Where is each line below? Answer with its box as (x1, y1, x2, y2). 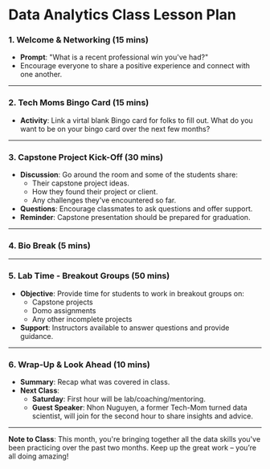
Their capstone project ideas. (31, 178, 130, 188)
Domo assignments (31, 305, 96, 315)
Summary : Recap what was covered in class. (19, 377, 170, 386)
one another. (19, 70, 63, 80)
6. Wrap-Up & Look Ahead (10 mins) (8, 359, 150, 370)
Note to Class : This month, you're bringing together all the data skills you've (8, 434, 261, 443)
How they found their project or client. (31, 187, 158, 197)
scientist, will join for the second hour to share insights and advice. (31, 411, 254, 421)
